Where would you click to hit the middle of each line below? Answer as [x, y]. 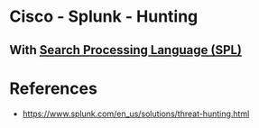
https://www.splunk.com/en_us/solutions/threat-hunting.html [136, 114]
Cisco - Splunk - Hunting [104, 17]
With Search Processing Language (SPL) [125, 50]
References [53, 88]
